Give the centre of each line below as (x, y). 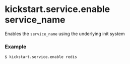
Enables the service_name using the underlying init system (65, 33)
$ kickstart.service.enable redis (41, 57)
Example (16, 46)
